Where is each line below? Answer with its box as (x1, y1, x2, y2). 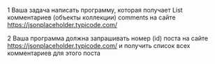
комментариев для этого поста (7, 49, 101, 57)
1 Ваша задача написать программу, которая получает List (7, 6, 183, 14)
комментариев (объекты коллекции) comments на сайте (7, 13, 176, 22)
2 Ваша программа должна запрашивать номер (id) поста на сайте (7, 34, 209, 42)
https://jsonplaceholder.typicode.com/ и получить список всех (7, 42, 191, 49)
